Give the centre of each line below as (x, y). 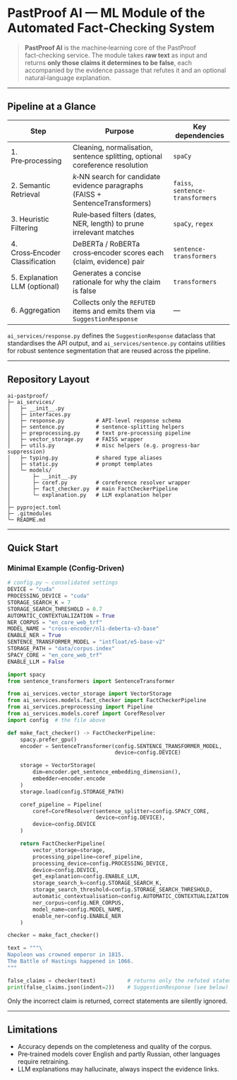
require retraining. (44, 1062)
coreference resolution (110, 165)
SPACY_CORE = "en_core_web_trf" (55, 655)
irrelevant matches (104, 232)
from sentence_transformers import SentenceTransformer (91, 681)
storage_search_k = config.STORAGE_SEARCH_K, (97, 883)
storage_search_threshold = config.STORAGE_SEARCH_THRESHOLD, (123, 890)
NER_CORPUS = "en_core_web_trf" (55, 622)
